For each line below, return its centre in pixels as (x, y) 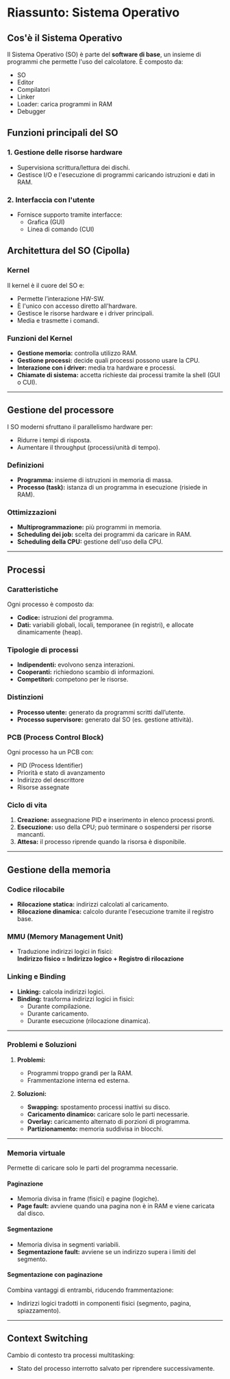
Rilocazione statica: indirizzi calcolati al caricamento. (93, 904)
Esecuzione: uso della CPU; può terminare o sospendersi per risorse (114, 827)
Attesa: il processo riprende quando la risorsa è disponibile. (102, 842)
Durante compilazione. (59, 1006)
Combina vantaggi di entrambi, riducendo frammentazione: (90, 1290)
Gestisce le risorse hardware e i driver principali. (85, 313)
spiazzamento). (39, 1310)
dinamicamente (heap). (50, 632)
